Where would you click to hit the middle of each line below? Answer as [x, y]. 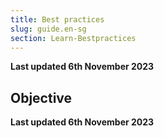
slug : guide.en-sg [48, 29]
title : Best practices [57, 19]
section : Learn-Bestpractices [73, 38]
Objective [41, 97]
